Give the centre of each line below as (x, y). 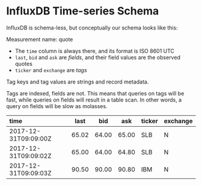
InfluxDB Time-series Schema (83, 11)
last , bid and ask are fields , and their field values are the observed (97, 57)
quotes (24, 64)
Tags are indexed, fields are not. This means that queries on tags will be (95, 93)
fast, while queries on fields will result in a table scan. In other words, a (94, 100)
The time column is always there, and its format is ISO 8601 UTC (95, 51)
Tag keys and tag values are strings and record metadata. (78, 82)
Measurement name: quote (40, 39)
